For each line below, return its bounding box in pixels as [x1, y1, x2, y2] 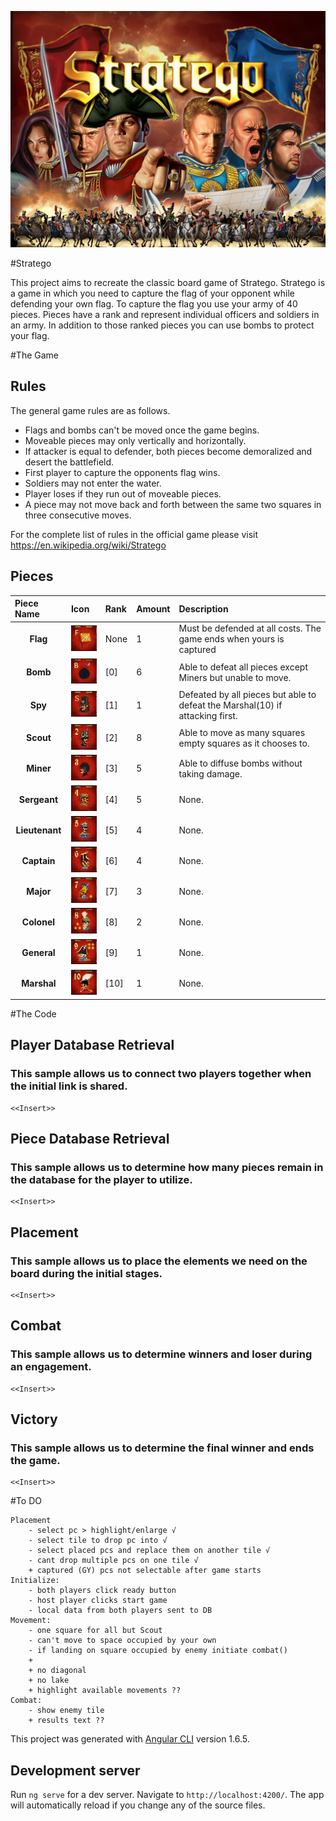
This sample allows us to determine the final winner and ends [10, 1441, 315, 1455]
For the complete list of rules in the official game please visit [10, 528, 259, 540]
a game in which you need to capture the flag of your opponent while [10, 287, 295, 299]
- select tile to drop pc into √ [28, 1536, 168, 1546]
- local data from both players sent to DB [28, 1606, 213, 1616]
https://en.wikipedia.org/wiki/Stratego [10, 539, 167, 551]
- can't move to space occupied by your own [28, 1636, 217, 1646]
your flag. [10, 330, 50, 341]
